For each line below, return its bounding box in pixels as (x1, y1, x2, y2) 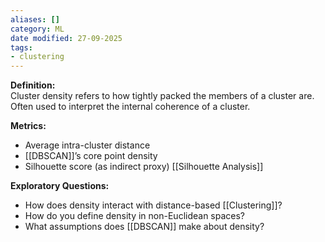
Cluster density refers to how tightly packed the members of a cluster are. (10, 90, 315, 102)
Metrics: (10, 120, 47, 132)
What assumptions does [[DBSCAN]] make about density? (24, 221, 265, 233)
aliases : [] (10, 14, 60, 25)
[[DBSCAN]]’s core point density (24, 150, 158, 162)
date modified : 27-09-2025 (10, 33, 123, 43)
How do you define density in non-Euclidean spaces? (24, 210, 246, 222)
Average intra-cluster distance (24, 139, 151, 151)
